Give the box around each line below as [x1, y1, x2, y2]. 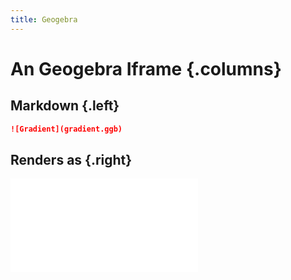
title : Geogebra [10, 14, 78, 25]
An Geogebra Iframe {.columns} [10, 57, 282, 80]
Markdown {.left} [10, 97, 120, 115]
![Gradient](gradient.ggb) [10, 124, 123, 134]
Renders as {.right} [10, 151, 133, 168]
